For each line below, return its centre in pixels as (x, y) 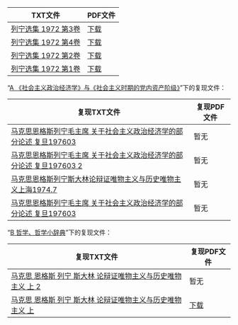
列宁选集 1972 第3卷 (46, 29)
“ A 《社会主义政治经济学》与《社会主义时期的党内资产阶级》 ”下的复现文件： (117, 87)
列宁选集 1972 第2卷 (46, 56)
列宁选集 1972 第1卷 (46, 69)
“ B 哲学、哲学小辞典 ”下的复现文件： (59, 232)
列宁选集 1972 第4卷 (46, 42)
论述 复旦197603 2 (50, 166)
